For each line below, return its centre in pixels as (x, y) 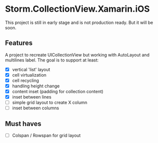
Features (19, 43)
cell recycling (25, 80)
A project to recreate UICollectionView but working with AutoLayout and (77, 55)
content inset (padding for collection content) (58, 92)
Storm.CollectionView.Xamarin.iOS (78, 9)
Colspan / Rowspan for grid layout (46, 136)
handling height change (36, 86)
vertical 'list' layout (31, 69)
